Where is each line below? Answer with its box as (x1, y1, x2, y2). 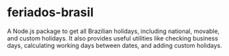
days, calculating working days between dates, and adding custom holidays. (7, 41, 222, 49)
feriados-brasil (7, 5, 94, 20)
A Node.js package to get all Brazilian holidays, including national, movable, (7, 27, 220, 35)
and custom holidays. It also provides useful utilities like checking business (7, 34, 219, 42)
